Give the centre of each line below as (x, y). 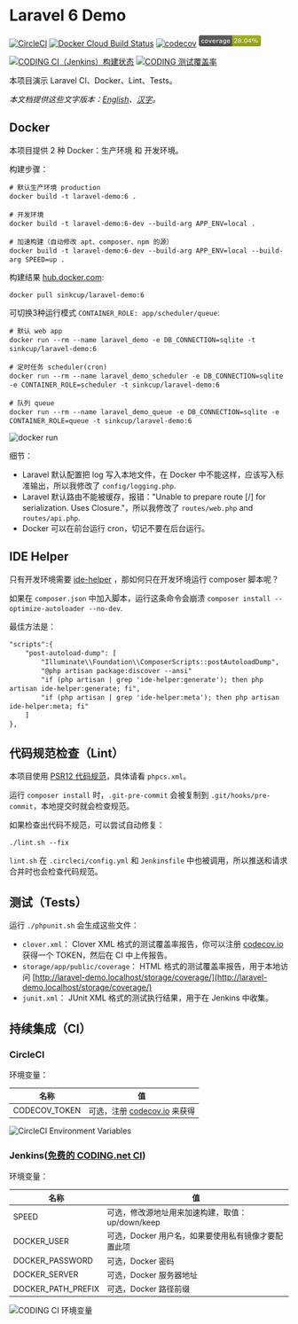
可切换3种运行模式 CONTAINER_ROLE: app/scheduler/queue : (114, 312)
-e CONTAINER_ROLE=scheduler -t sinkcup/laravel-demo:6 (114, 385)
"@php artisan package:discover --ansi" (117, 670)
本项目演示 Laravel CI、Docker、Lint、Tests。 (93, 80)
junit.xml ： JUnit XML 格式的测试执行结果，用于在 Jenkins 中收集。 (147, 998)
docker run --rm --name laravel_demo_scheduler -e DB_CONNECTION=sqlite (146, 376)
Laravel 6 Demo (68, 16)
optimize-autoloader (47, 608)
